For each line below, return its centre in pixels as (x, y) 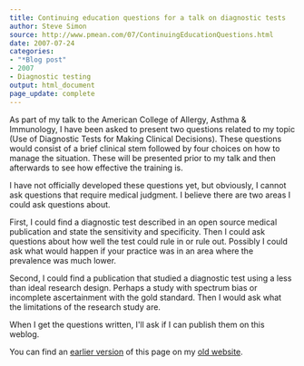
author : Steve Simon (49, 26)
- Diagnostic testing (50, 77)
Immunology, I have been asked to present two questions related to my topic (152, 129)
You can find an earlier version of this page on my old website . (126, 352)
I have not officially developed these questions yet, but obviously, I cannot (148, 185)
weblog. (25, 334)
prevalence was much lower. (63, 260)
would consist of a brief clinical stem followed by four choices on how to (145, 148)
